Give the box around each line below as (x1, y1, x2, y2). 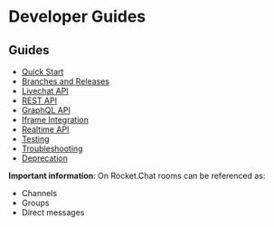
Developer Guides (8, 6, 146, 27)
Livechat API (21, 86, 69, 96)
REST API (21, 95, 58, 106)
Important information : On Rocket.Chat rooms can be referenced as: (8, 170, 266, 181)
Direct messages (21, 207, 85, 218)
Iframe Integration (21, 115, 90, 125)
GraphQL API (21, 105, 71, 115)
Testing (21, 134, 51, 144)
